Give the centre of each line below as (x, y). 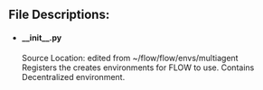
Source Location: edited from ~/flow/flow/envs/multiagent (130, 58)
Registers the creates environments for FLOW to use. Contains (138, 67)
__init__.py (42, 37)
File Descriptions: (59, 15)
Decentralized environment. (73, 76)
